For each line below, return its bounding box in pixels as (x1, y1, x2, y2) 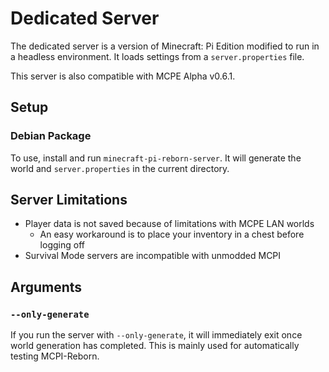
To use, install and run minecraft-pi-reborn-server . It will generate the (10, 152, 302, 164)
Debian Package (10, 129, 92, 143)
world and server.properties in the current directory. (10, 162, 230, 174)
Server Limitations (10, 192, 128, 209)
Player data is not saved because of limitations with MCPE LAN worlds (24, 218, 315, 230)
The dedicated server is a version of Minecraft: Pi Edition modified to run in (10, 40, 320, 52)
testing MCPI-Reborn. (10, 350, 100, 362)
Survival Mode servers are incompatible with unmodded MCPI (24, 250, 282, 262)
